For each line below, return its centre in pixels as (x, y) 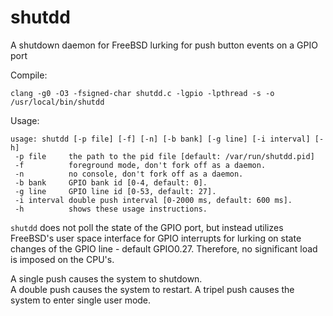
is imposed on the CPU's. (62, 259)
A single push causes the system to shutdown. (106, 278)
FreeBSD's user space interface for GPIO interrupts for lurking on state (156, 238)
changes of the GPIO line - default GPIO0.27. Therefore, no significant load (164, 248)
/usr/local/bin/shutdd (57, 102)
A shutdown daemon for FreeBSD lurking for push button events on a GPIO (164, 45)
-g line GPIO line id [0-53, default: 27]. (115, 191)
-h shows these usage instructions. (111, 209)
